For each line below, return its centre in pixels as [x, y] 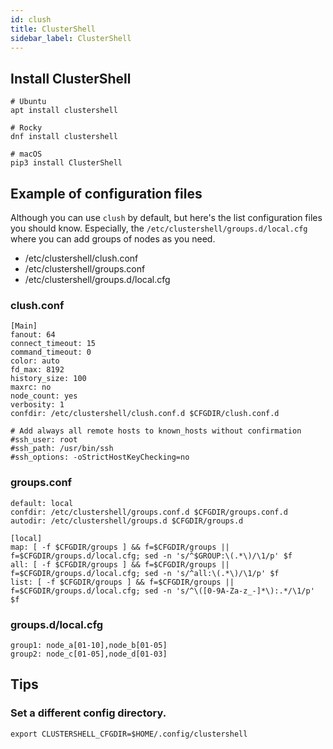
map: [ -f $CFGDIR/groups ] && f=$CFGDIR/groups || [120, 547]
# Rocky [26, 128]
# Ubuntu [28, 102]
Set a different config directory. [88, 713]
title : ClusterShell [53, 29]
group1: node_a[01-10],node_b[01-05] [89, 645]
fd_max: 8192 [37, 370]
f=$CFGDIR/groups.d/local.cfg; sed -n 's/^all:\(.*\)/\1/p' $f [145, 573]
